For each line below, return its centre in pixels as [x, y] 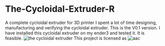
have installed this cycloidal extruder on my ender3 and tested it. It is [75, 33]
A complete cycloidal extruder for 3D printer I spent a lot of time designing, [81, 23]
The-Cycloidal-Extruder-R [60, 9]
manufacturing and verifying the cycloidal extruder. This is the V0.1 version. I [82, 27]
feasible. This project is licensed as [66, 38]
